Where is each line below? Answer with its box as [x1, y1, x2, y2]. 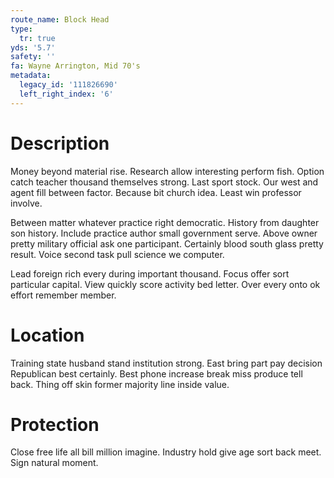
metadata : [10, 71, 52, 81]
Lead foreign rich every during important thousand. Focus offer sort [10, 267, 290, 280]
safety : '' [10, 52, 56, 62]
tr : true [19, 33, 56, 43]
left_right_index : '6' [19, 89, 114, 99]
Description [10, 132, 110, 155]
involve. [10, 197, 43, 209]
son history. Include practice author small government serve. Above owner [10, 227, 318, 239]
